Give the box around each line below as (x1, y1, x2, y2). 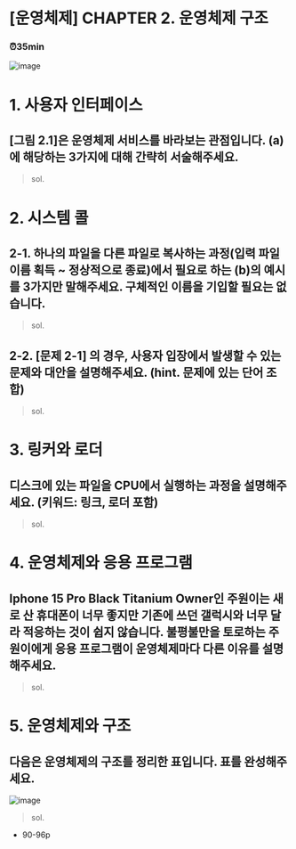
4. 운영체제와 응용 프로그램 (9, 553, 193, 573)
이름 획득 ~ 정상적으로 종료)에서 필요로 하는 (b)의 (9, 263, 262, 278)
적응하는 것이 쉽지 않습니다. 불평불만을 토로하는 (22, 625, 267, 640)
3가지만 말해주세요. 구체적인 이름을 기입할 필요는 (22, 280, 274, 295)
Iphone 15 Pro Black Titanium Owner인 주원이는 (9, 591, 270, 606)
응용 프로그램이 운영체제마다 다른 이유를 (54, 641, 260, 656)
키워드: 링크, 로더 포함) (41, 494, 158, 510)
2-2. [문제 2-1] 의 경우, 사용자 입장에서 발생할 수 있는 (9, 348, 282, 363)
